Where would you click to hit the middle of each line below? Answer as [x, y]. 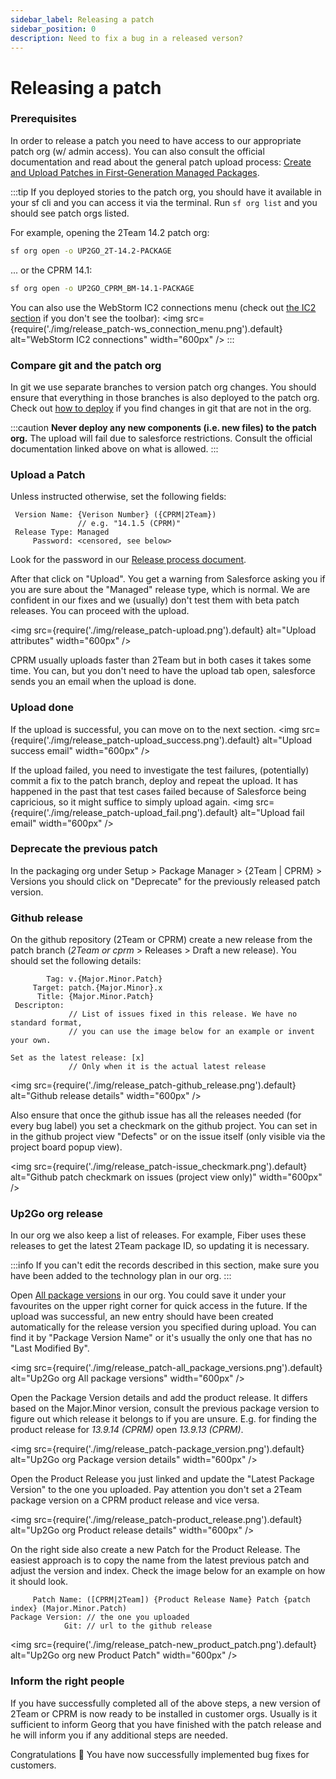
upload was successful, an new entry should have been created [142, 1317]
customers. [33, 1765]
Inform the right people [67, 1681]
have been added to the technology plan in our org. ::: [121, 1276]
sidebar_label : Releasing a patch [82, 19]
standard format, [46, 1023]
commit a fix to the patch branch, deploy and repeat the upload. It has [154, 780]
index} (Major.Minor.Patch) [69, 1609]
